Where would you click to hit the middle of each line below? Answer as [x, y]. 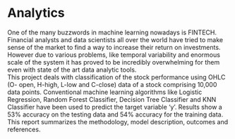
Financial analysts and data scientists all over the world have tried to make [115, 39]
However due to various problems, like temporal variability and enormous [114, 55]
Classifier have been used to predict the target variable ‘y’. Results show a [115, 107]
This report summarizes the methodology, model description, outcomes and [118, 121]
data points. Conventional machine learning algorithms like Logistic [105, 92]
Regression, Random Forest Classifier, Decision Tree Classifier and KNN [112, 99]
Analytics [36, 13]
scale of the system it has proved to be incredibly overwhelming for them [114, 62]
